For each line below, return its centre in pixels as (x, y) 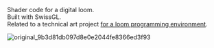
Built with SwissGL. (34, 17)
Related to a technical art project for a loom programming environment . (107, 24)
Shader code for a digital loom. (51, 10)
